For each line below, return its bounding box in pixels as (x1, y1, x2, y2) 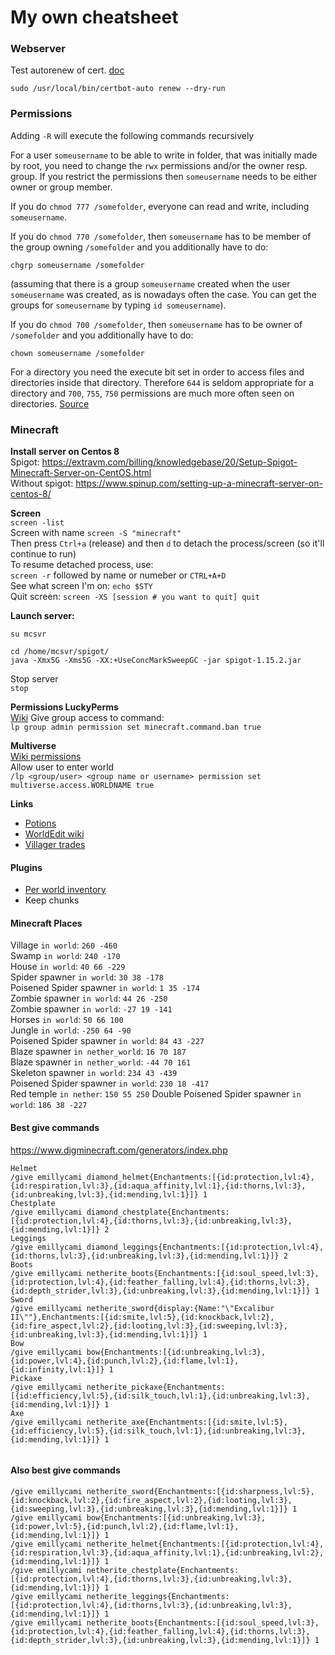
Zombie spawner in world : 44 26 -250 (10, 992, 168, 1005)
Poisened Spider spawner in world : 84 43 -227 (10, 1035, 205, 1047)
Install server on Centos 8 (10, 446, 120, 458)
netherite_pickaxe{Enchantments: (86, 1382, 226, 1392)
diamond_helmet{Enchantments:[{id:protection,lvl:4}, (86, 1172, 315, 1182)
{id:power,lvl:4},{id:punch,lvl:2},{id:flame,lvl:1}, (10, 1356, 240, 1366)
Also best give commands (10, 1464, 121, 1476)
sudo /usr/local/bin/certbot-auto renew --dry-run (10, 84, 226, 94)
